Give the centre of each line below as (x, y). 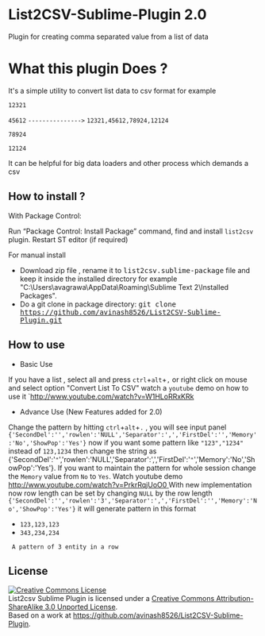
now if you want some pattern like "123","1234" (166, 442)
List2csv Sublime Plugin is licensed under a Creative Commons (111, 599)
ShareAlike (26, 607)
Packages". (38, 295)
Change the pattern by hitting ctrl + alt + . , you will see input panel (117, 427)
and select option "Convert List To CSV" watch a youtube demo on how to (129, 387)
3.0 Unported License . (81, 607)
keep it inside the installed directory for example (98, 279)
